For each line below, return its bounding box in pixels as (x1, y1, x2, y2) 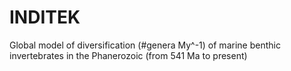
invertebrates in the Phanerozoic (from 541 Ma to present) (9, 49, 248, 61)
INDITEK (9, 6, 81, 29)
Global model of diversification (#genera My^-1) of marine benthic (9, 39, 281, 51)
